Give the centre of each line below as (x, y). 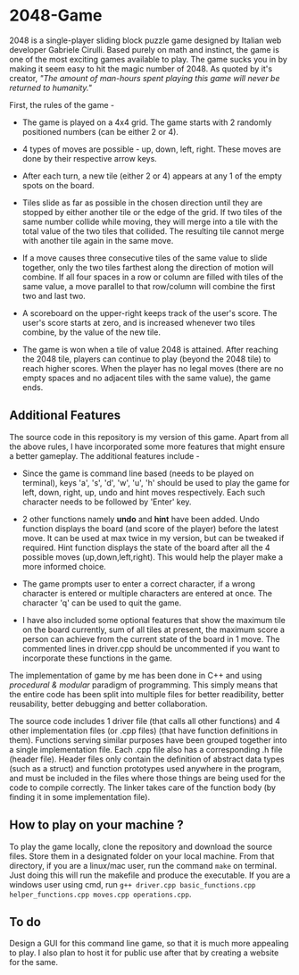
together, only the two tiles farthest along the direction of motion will (148, 267)
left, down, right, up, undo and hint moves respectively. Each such (144, 492)
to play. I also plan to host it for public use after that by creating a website (144, 953)
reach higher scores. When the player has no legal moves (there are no (153, 368)
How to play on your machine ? (97, 825)
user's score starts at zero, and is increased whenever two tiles (139, 322)
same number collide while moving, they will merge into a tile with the (150, 221)
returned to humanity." (50, 87)
